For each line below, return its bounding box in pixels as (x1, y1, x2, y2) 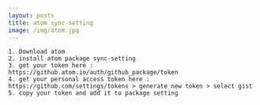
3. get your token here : (8, 62, 93, 69)
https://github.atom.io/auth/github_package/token (8, 69, 179, 77)
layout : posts (8, 11, 55, 20)
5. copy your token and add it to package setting (8, 89, 179, 97)
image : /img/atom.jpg (8, 26, 80, 34)
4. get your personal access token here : (8, 76, 150, 84)
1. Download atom (8, 48, 66, 56)
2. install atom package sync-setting (8, 54, 136, 63)
